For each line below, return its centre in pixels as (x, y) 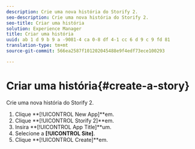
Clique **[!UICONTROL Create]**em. (61, 139)
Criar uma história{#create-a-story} (98, 86)
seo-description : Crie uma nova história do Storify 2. (77, 17)
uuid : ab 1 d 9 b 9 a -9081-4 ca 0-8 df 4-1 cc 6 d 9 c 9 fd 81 (88, 40)
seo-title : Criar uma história (45, 23)
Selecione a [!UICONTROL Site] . (55, 133)
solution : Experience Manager (44, 29)
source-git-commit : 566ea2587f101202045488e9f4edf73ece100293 (85, 51)
